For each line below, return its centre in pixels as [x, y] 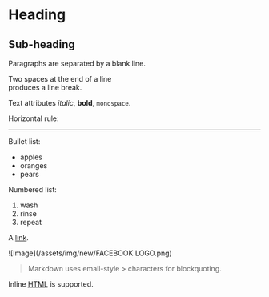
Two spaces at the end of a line [60, 79]
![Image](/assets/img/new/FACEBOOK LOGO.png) [90, 253]
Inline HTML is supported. [51, 284]
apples [31, 157]
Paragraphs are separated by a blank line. [77, 63]
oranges [34, 165]
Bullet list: [24, 141]
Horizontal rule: [34, 118]
